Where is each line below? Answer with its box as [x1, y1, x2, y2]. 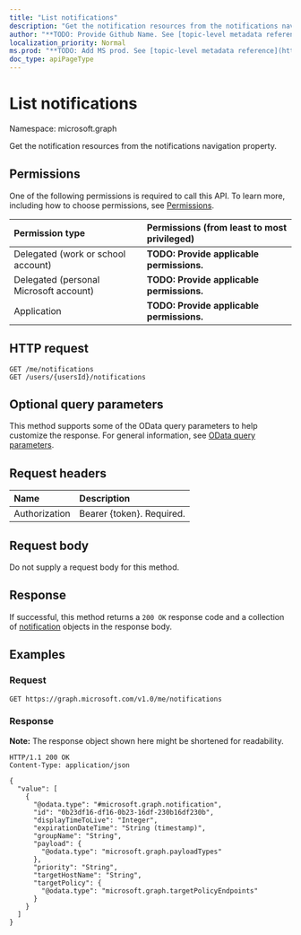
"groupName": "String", [32, 831, 123, 840]
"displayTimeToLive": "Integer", [32, 816, 159, 825]
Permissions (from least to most [146, 221, 288, 233]
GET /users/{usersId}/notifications [9, 372, 146, 381]
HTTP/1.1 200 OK [9, 753, 70, 762]
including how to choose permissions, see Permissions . [9, 199, 215, 211]
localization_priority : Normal [9, 38, 126, 48]
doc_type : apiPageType [9, 55, 94, 64]
